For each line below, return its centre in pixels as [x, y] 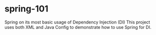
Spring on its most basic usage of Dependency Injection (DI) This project [77, 22]
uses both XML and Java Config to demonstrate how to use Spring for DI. [78, 27]
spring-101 [26, 9]
